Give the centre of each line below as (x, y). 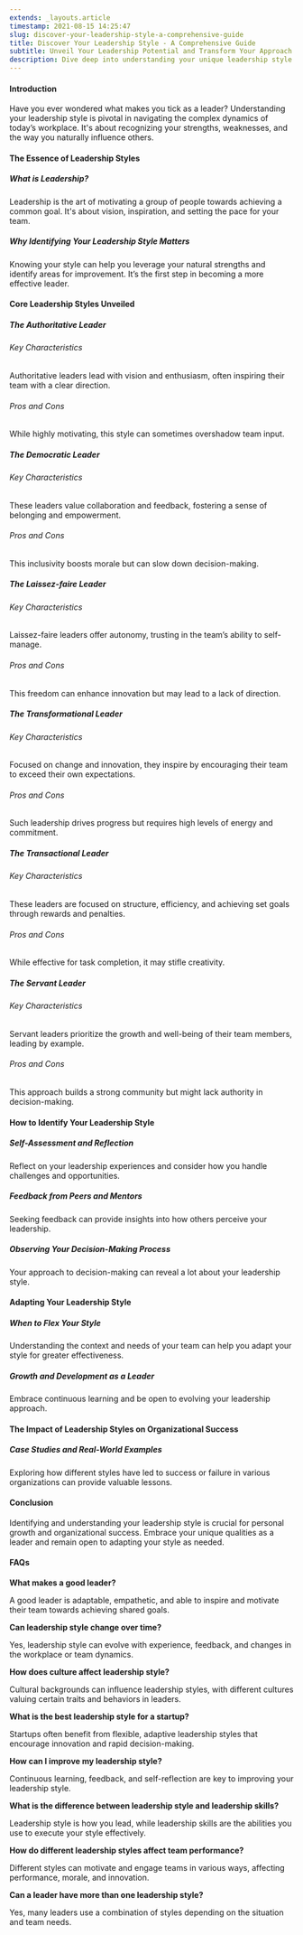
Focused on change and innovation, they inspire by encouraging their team (149, 765)
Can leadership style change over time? (86, 1628)
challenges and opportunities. (64, 1175)
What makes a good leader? (63, 1583)
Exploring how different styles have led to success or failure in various (140, 1472)
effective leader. (40, 283)
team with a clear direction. (60, 385)
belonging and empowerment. (65, 515)
